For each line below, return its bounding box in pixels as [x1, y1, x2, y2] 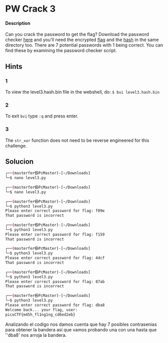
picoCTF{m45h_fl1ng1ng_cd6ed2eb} [5, 312, 76, 317]
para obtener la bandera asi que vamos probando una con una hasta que [5, 326, 157, 332]
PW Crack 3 [5, 3, 56, 15]
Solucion [5, 158, 34, 166]
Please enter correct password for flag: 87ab [5, 279, 105, 284]
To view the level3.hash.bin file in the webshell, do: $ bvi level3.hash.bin [5, 89, 160, 95]
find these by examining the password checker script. [5, 48, 117, 54]
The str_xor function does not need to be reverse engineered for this [5, 137, 150, 143]
